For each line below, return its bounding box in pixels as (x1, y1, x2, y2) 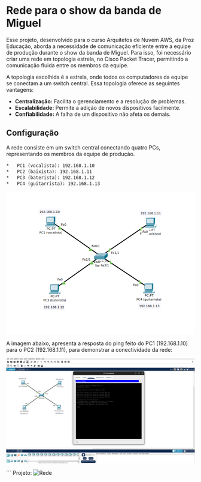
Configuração (6, 128, 59, 138)
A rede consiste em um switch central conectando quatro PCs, (6, 143, 160, 151)
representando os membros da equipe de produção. (6, 150, 135, 157)
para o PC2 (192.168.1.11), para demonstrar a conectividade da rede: (6, 346, 172, 353)
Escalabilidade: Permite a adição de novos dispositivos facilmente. (14, 104, 181, 111)
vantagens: (6, 86, 34, 93)
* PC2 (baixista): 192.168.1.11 (6, 169, 93, 175)
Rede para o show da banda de (6, 4, 162, 17)
